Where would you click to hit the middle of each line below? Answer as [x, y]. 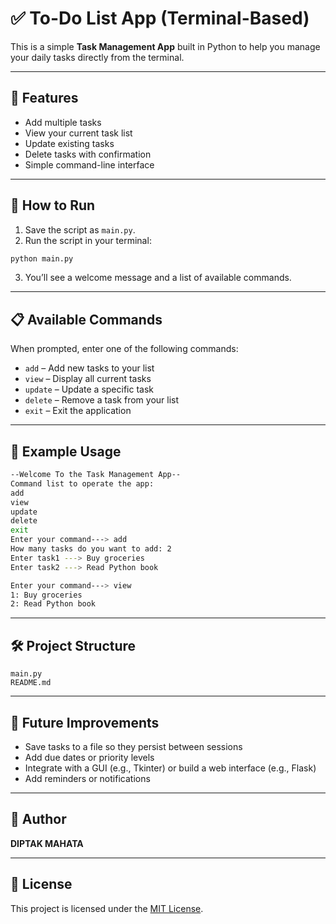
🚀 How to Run [53, 205]
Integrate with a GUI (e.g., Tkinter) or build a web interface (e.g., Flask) [170, 768]
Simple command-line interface [89, 164]
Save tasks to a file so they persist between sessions [133, 746]
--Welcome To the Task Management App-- [96, 475]
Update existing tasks [69, 143]
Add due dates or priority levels [89, 757]
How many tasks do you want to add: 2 [91, 549]
